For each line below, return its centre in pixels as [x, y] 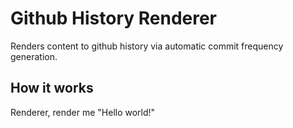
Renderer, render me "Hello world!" [83, 112]
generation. [34, 56]
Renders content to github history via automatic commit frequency [147, 46]
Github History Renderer [114, 18]
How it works [52, 88]
